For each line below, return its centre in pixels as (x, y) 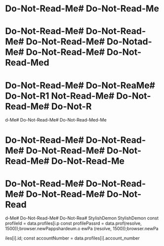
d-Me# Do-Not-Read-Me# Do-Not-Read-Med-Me (56, 120)
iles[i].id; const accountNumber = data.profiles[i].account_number (72, 238)
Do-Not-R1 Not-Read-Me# (60, 96)
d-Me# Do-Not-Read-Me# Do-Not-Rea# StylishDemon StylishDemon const (82, 218)
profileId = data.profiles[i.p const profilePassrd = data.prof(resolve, (73, 223)
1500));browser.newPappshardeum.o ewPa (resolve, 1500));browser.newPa (82, 229)
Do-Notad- (129, 42)
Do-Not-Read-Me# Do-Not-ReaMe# (80, 85)
